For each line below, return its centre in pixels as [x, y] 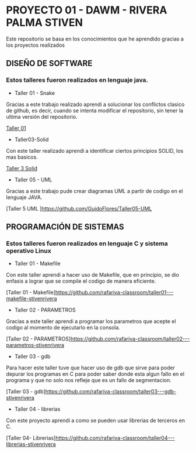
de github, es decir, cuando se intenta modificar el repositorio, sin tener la [95, 110]
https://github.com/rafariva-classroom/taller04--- [115, 438]
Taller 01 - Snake [35, 93]
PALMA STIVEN [45, 23]
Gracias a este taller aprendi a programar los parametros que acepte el [91, 321]
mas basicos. [22, 157]
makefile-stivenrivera [32, 298]
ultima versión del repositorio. [42, 116]
